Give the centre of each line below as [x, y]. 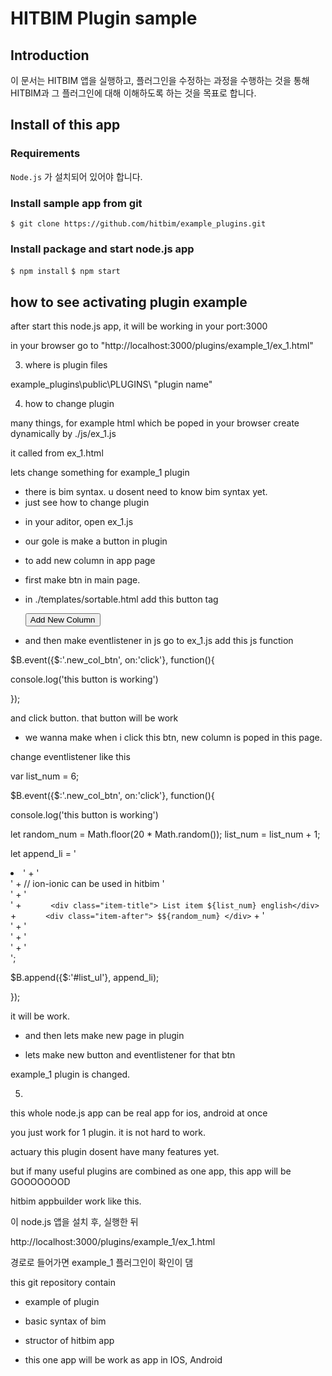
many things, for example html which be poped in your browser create [155, 423]
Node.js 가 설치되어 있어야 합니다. [76, 176]
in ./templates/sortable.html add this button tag [121, 599]
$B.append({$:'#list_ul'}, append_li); [85, 978]
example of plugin [62, 1302]
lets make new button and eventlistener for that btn [130, 1055]
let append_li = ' [43, 854]
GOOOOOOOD [40, 1182]
